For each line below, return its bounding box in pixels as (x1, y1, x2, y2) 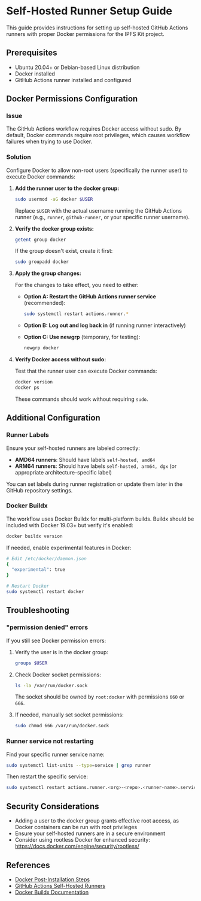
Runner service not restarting (6, 737, 94, 745)
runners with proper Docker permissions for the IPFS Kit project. (6, 30, 165, 37)
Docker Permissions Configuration (6, 94, 138, 104)
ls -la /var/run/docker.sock (14, 682, 88, 688)
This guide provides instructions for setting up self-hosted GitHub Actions (6, 24, 188, 31)
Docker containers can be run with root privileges (14, 824, 138, 831)
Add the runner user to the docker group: (14, 185, 120, 192)
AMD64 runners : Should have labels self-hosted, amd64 (14, 456, 156, 463)
